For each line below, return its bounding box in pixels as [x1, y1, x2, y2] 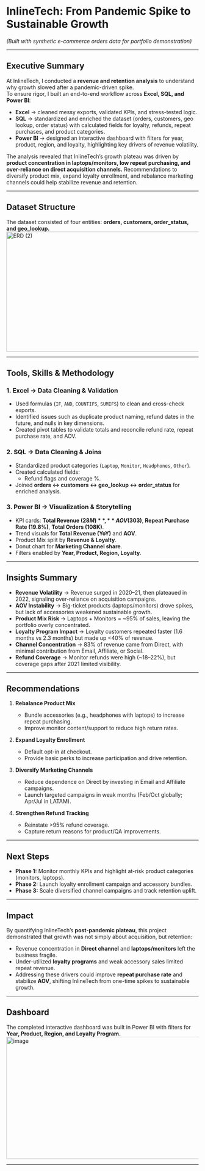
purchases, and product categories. [15, 128, 106, 135]
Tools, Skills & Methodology [6, 368, 115, 378]
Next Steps [6, 851, 49, 861]
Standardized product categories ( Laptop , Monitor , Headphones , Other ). [15, 462, 191, 469]
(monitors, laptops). [15, 874, 65, 882]
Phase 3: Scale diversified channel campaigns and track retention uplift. [15, 887, 197, 894]
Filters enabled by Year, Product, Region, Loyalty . [15, 549, 142, 556]
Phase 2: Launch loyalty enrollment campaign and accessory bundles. [15, 880, 193, 888]
